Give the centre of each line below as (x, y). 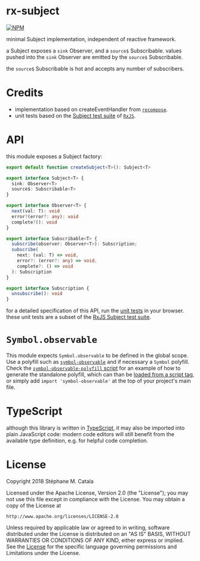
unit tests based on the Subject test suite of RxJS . (75, 115)
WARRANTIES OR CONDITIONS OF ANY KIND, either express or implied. (95, 540)
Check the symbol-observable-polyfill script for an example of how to (93, 368)
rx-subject (33, 11)
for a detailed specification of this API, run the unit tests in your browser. (95, 311)
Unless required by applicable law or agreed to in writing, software (88, 528)
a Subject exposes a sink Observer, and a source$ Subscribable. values (94, 50)
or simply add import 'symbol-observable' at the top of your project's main (99, 381)
